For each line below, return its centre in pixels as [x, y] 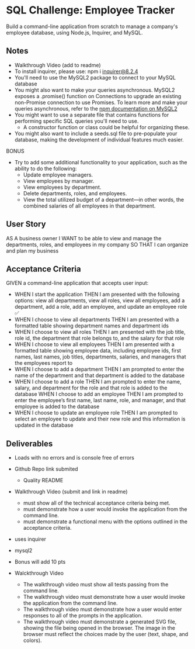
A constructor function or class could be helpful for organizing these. [106, 127]
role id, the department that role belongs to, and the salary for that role [99, 338]
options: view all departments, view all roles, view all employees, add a [100, 301]
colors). [32, 640]
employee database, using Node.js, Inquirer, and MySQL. [74, 32]
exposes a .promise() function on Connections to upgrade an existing [98, 96]
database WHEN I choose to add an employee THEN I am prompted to [99, 394]
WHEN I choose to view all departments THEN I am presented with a [97, 320]
